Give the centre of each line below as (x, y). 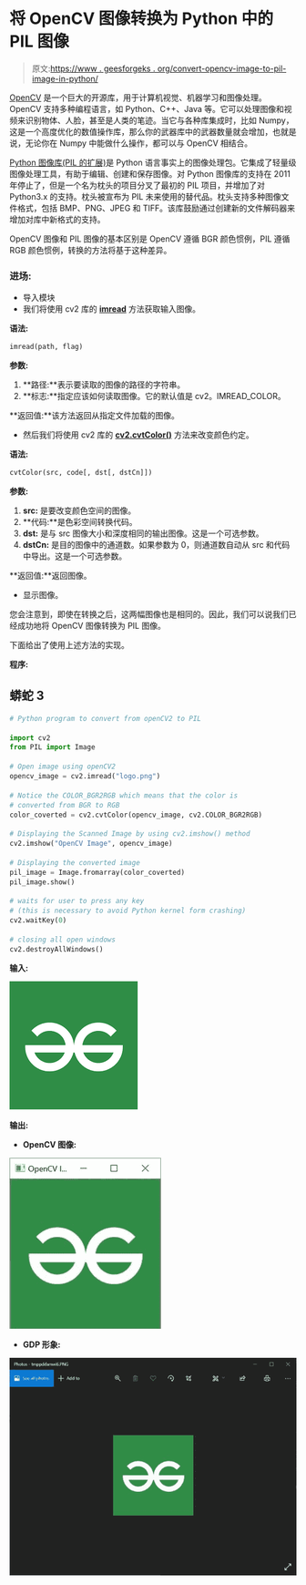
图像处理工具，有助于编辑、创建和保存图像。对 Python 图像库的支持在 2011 (150, 173)
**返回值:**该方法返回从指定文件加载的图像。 (95, 416)
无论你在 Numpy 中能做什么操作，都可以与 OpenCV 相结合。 (139, 143)
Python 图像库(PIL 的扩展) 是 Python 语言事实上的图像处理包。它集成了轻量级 (153, 162)
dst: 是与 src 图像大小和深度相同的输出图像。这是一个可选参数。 (143, 533)
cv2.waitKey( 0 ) (38, 921)
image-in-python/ (65, 78)
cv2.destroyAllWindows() (56, 949)
